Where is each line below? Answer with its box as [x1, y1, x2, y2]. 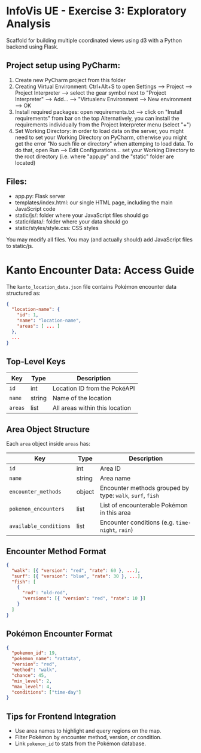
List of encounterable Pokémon [99, 501, 188, 510]
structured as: [6, 289, 41, 297]
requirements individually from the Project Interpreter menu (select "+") [14, 121, 191, 128]
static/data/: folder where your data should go [14, 217, 129, 225]
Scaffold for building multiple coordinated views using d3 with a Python [6, 37, 182, 44]
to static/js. [6, 242, 34, 249]
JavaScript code [14, 205, 56, 212]
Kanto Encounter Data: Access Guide [6, 263, 194, 277]
